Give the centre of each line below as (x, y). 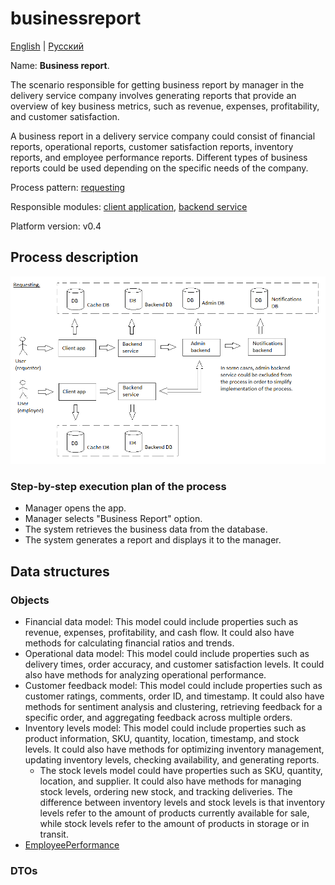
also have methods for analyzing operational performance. (145, 674)
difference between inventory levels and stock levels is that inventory (182, 802)
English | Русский (47, 46)
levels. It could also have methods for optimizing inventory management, (174, 749)
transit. (54, 834)
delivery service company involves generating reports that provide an (153, 95)
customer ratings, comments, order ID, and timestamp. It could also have (174, 696)
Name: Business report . (60, 65)
